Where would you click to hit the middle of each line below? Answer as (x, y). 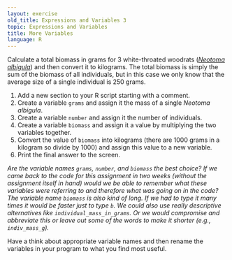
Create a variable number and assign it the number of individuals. (110, 118)
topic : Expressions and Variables (58, 27)
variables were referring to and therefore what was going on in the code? (113, 191)
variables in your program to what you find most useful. (87, 249)
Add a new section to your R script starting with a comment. (104, 96)
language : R (24, 40)
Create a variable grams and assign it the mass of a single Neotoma (114, 103)
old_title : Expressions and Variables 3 (67, 20)
